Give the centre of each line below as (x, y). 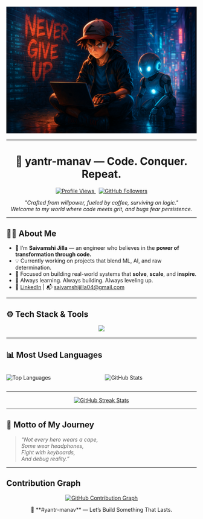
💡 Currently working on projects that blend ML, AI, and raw (88, 261)
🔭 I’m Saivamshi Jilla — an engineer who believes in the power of (97, 248)
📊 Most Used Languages (54, 355)
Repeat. (101, 174)
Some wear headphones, (53, 446)
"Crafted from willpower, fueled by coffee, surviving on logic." (101, 202)
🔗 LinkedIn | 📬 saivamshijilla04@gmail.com (70, 287)
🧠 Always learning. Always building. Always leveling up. (84, 281)
